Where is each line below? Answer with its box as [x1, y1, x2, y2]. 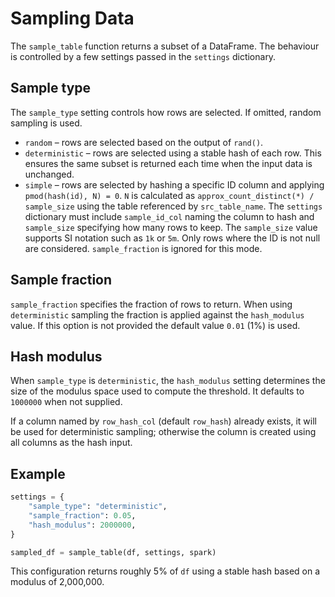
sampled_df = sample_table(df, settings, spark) [10, 547, 217, 557]
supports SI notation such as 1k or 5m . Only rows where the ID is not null [24, 232, 321, 244]
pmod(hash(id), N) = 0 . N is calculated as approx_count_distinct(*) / [24, 189, 315, 201]
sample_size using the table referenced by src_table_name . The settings [24, 200, 323, 212]
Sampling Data [10, 7, 135, 30]
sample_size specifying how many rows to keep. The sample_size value [24, 221, 318, 233]
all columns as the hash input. [10, 437, 133, 449]
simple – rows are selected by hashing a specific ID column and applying [24, 178, 325, 191]
